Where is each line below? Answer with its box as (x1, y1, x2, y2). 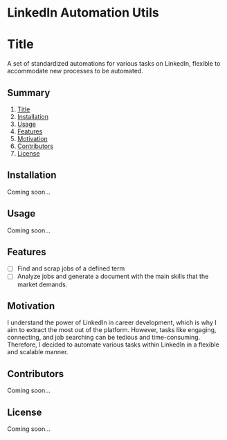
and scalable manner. (7, 348, 69, 356)
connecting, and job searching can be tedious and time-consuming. (7, 333, 201, 342)
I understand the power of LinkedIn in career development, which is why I (7, 318, 217, 327)
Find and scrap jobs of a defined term (17, 264, 125, 273)
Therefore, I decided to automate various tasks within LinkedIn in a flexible (7, 340, 219, 349)
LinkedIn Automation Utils (7, 5, 159, 21)
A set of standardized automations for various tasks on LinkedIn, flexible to (7, 59, 221, 68)
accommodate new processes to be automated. (7, 67, 143, 75)
